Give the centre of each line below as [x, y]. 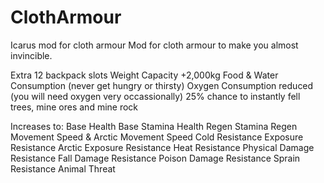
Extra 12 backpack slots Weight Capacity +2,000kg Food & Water [144, 75]
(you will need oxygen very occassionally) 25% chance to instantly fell [155, 96]
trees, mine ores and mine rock [74, 107]
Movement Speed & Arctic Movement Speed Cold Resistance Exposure [157, 137]
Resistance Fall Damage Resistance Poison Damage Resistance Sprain [155, 158]
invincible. [31, 55]
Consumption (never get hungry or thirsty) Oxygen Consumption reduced [162, 85]
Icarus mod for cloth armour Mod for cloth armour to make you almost [154, 45]
